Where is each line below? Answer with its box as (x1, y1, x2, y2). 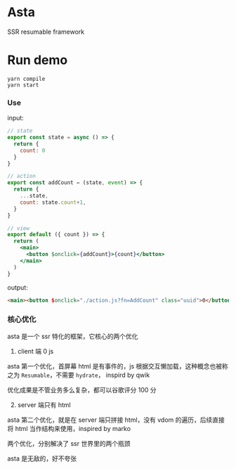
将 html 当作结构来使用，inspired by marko (7, 424, 131, 432)
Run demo (7, 52, 68, 68)
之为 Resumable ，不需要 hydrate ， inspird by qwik (7, 371, 150, 379)
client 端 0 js (17, 347, 54, 355)
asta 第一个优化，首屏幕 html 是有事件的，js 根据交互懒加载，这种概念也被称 (7, 361, 228, 370)
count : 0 (20, 147, 46, 154)
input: (7, 114, 25, 122)
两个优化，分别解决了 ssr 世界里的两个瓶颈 (7, 439, 131, 447)
